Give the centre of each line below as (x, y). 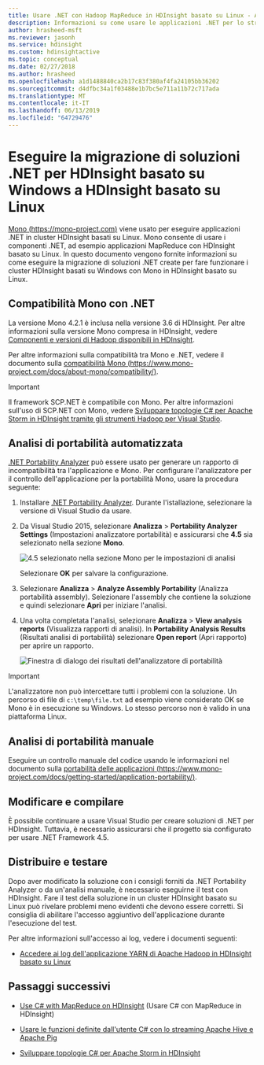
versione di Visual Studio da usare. (75, 511)
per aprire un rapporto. (57, 645)
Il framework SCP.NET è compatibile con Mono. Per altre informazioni (121, 401)
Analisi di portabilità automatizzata (95, 444)
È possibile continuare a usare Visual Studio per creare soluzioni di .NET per (131, 821)
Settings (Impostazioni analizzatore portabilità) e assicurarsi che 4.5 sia (136, 534)
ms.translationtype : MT (47, 96)
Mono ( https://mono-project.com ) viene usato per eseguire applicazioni (125, 228)
